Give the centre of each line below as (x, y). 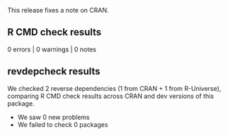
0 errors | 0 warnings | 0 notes (52, 49)
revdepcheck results (54, 72)
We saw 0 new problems (53, 117)
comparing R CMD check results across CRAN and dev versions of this (111, 96)
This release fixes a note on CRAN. (58, 10)
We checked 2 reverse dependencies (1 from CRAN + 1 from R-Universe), (114, 88)
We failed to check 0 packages (63, 124)
